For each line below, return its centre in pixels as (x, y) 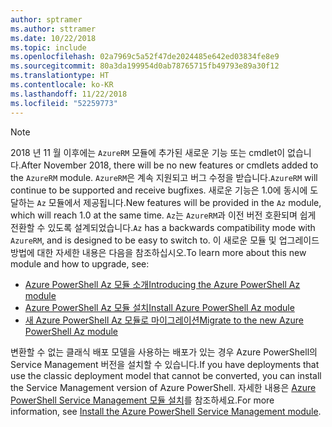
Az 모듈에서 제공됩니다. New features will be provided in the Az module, (179, 202)
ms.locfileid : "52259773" (64, 103)
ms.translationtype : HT (60, 76)
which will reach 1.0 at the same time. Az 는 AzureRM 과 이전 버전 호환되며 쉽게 (163, 215)
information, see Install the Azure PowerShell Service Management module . (166, 411)
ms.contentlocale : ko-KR (62, 85)
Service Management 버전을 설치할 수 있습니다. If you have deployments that (165, 364)
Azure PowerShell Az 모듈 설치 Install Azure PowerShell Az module (159, 307)
